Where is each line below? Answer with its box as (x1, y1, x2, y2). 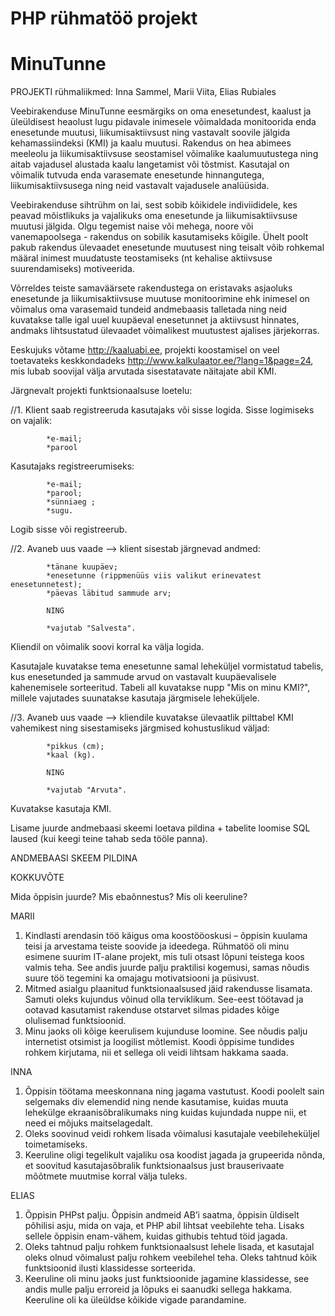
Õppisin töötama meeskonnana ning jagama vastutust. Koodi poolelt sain (24, 1085, 325, 1097)
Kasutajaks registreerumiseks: (10, 460, 135, 472)
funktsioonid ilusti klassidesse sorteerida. (24, 1262, 196, 1274)
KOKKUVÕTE (10, 872, 65, 884)
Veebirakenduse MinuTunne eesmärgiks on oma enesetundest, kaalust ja (10, 105, 312, 117)
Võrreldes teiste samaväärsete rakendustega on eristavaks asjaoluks (10, 282, 293, 294)
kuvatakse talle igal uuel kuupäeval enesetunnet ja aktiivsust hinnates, (10, 314, 300, 326)
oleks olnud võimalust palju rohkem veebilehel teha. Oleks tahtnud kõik (24, 1252, 318, 1264)
